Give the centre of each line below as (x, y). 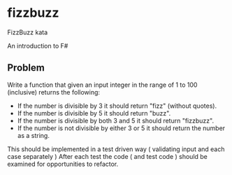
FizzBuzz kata (28, 32)
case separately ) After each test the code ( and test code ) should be (108, 156)
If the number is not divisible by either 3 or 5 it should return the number (121, 128)
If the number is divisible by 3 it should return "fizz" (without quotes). (117, 106)
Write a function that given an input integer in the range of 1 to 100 (102, 85)
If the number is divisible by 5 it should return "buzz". (94, 113)
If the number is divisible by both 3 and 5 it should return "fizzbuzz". (116, 120)
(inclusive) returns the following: (53, 92)
